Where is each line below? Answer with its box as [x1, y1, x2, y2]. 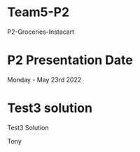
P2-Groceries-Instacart [7, 27, 75, 36]
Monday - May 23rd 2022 [7, 75, 82, 84]
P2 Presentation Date [7, 52, 133, 68]
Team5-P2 [7, 4, 70, 20]
